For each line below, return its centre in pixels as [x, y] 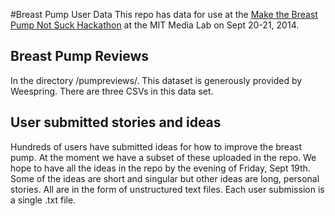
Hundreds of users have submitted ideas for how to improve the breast [156, 146]
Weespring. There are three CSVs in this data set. [112, 91]
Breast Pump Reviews [80, 56]
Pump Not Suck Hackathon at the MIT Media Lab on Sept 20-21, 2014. [155, 25]
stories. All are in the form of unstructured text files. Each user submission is [167, 189]
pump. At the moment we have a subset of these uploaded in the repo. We [163, 157]
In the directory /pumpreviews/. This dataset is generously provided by [156, 80]
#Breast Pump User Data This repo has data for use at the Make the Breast [164, 14]
